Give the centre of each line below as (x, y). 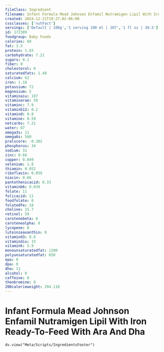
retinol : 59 (17, 214)
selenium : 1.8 (20, 164)
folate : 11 (16, 191)
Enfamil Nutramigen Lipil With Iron (76, 321)
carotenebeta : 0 (21, 219)
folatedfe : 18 (20, 205)
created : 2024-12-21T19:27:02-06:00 (42, 19)
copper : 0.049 (20, 159)
